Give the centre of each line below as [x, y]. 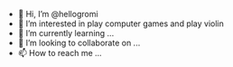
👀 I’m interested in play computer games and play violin [121, 24]
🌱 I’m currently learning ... [66, 33]
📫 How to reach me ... [60, 53]
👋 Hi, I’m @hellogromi [58, 14]
